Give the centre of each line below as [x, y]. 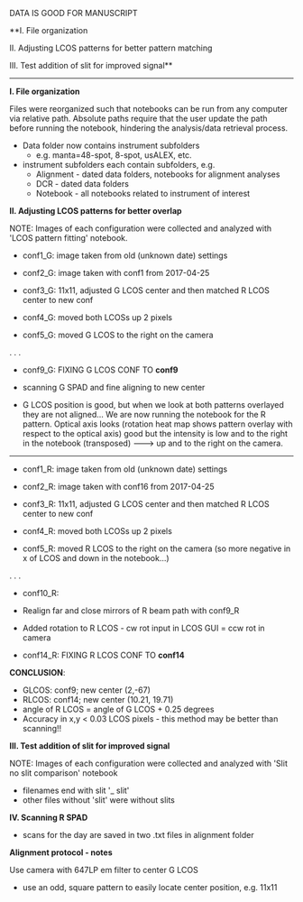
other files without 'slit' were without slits [99, 800]
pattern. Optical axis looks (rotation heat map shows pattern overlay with [157, 424]
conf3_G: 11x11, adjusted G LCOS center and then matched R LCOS [146, 290]
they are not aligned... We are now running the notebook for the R [144, 414]
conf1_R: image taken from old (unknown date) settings [125, 469]
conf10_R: [41, 593]
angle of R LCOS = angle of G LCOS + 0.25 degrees [118, 709]
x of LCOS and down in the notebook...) [96, 558]
